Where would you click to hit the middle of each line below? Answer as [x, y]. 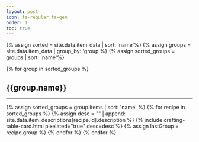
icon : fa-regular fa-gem [37, 17]
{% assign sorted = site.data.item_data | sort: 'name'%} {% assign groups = [99, 45]
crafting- [174, 120]
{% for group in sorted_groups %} [48, 69]
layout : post [22, 12]
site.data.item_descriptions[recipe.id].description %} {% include [84, 120]
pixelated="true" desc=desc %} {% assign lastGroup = [112, 126]
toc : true [18, 28]
